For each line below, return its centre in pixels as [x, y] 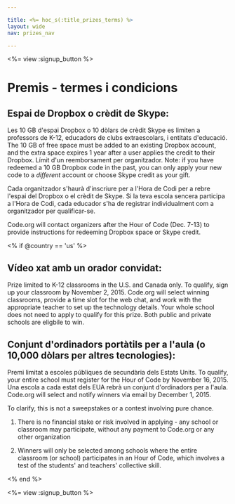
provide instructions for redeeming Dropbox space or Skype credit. [104, 232]
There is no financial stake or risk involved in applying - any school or [118, 422]
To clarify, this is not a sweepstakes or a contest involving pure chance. [110, 408]
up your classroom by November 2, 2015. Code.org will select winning [108, 292]
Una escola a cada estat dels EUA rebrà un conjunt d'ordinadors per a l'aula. [117, 387]
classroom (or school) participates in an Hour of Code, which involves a [121, 458]
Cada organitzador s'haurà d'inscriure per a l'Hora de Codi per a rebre [109, 189]
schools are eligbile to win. [46, 322]
